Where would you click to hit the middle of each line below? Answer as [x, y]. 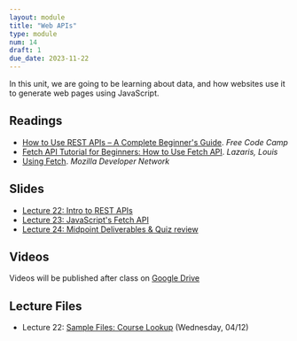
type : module [33, 34]
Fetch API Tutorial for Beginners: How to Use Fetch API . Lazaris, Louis [150, 151]
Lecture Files [46, 306]
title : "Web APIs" [43, 26]
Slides [27, 189]
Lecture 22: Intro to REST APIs [77, 210]
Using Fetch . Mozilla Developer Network [96, 161]
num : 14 [23, 42]
